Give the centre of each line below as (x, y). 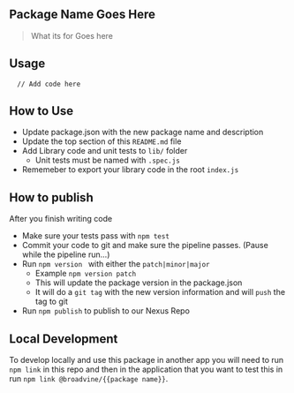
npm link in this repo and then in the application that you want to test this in (146, 369)
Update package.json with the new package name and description (143, 132)
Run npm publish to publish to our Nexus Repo (106, 311)
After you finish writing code (61, 219)
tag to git (51, 302)
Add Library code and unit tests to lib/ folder (105, 151)
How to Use (41, 111)
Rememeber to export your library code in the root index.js (130, 170)
